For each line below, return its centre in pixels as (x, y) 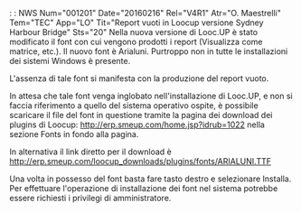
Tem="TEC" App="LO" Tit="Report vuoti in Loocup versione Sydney (136, 23)
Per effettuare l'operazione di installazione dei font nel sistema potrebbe (144, 188)
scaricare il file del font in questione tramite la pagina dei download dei (141, 115)
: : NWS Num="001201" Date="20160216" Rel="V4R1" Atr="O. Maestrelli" (146, 13)
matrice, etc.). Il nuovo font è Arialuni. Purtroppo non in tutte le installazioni (149, 51)
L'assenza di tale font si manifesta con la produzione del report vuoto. (139, 78)
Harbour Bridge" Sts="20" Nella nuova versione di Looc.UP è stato (134, 32)
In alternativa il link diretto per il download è (90, 152)
